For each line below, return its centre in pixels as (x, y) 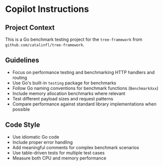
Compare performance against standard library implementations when (84, 104)
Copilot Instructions (47, 9)
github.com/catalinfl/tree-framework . (45, 45)
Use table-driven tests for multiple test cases (58, 153)
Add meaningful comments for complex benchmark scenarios (76, 147)
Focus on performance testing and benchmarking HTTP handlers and (83, 72)
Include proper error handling (42, 142)
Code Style (23, 125)
